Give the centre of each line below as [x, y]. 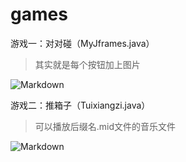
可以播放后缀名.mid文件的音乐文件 [105, 126]
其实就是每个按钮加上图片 [87, 64]
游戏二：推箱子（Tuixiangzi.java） [80, 105]
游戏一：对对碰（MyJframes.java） [82, 43]
